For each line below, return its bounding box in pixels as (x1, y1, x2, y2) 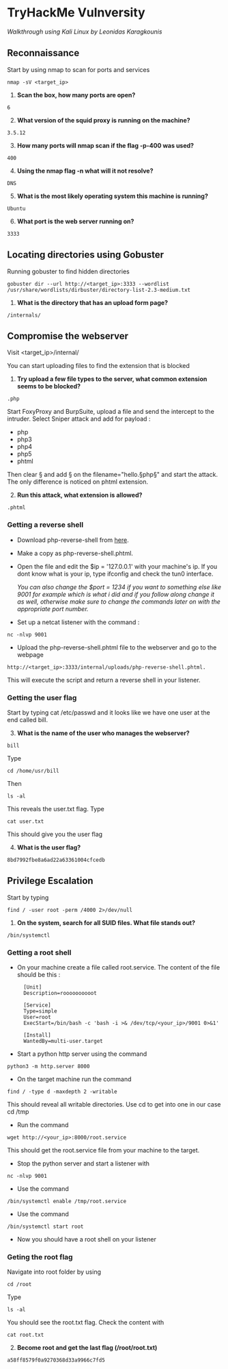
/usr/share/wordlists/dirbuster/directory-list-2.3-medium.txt (7, 286, 191, 293)
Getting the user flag (7, 693, 77, 702)
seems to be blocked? (16, 382, 81, 391)
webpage (16, 650, 44, 658)
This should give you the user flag (7, 830, 103, 838)
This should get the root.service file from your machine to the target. (7, 1146, 200, 1155)
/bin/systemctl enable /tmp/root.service (7, 1198, 127, 1205)
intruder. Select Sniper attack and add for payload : (7, 415, 151, 423)
